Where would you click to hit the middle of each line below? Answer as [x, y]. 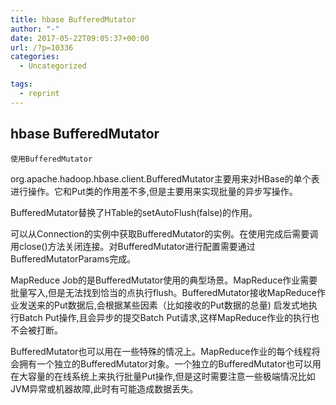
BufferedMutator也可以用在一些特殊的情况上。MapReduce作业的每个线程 [161, 351]
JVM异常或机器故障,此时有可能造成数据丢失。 [104, 388]
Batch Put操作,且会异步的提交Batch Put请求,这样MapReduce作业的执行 [165, 317]
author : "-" [35, 29]
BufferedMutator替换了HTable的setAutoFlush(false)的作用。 [134, 212]
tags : [21, 84]
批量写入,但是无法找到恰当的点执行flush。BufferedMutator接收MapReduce [163, 292]
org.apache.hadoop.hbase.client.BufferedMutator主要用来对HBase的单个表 [165, 178]
